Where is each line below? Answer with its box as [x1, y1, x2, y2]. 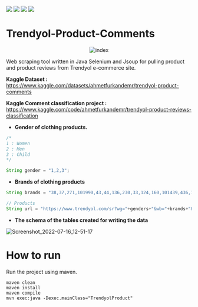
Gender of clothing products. [14, 123, 88, 130]
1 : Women [6, 141, 31, 146]
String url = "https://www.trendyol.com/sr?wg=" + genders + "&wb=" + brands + [6, 205, 189, 212]
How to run [6, 249, 61, 262]
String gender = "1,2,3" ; [6, 168, 70, 174]
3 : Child [6, 151, 31, 158]
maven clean [6, 279, 35, 286]
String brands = [6, 190, 46, 196]
